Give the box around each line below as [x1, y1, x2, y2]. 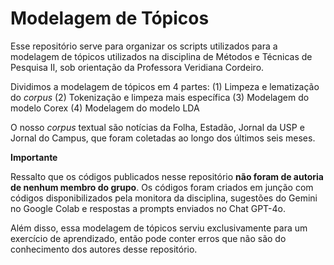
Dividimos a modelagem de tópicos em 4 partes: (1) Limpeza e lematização [10, 80, 320, 92]
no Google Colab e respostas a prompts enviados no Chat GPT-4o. [10, 202, 287, 214]
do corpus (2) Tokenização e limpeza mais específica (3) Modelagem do [10, 91, 310, 103]
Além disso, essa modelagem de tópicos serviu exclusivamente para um [10, 222, 308, 234]
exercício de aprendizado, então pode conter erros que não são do [10, 232, 287, 244]
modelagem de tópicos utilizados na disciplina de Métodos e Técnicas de [10, 50, 313, 62]
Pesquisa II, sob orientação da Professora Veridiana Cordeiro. [10, 61, 265, 73]
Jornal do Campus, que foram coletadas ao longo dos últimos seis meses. [10, 132, 316, 144]
